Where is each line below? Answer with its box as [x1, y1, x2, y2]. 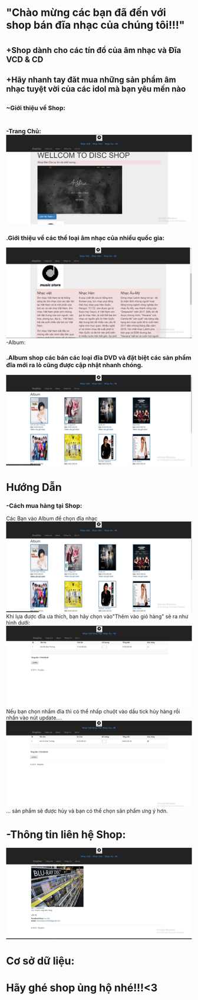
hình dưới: [6, 619, 31, 626]
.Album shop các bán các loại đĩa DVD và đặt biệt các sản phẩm [6, 354, 192, 362]
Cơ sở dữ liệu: [6, 954, 75, 968]
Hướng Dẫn [6, 480, 62, 494]
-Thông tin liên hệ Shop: [6, 828, 126, 841]
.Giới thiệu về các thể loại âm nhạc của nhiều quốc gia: [6, 233, 165, 242]
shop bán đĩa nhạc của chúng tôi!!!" [6, 18, 185, 32]
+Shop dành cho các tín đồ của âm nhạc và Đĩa [6, 45, 181, 55]
